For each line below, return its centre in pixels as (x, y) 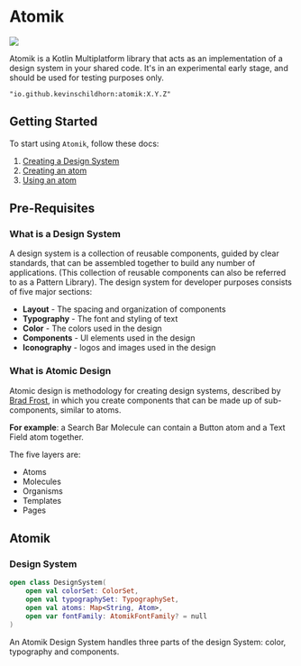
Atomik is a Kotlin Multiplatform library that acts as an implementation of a (146, 58)
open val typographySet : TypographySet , (102, 600)
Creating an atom (55, 170)
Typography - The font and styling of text (100, 319)
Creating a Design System (71, 160)
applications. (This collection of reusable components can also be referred (148, 273)
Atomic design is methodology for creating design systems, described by (145, 390)
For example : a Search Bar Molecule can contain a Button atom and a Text (147, 427)
